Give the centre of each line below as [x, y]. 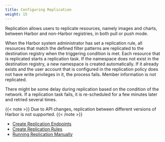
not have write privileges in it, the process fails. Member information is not [81, 74]
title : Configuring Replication [38, 10]
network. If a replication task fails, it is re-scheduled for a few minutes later [81, 94]
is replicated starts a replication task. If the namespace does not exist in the [82, 58]
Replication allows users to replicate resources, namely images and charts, [81, 28]
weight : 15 [16, 14]
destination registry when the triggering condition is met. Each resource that [83, 53]
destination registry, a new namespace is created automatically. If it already [82, 64]
